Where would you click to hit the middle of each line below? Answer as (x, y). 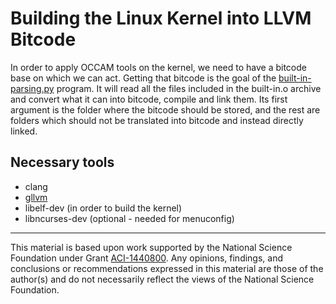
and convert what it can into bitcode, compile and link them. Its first (149, 99)
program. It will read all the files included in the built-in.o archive (189, 88)
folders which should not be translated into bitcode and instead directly (157, 120)
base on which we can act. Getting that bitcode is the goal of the (143, 78)
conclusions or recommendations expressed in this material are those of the (167, 268)
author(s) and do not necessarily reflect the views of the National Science (162, 279)
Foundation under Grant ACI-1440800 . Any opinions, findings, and (147, 258)
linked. (24, 131)
